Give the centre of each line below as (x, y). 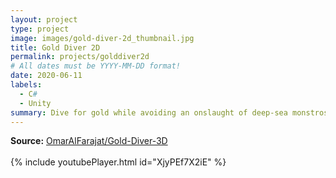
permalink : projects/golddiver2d (80, 57)
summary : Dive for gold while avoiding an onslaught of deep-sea (149, 112)
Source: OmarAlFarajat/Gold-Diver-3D (89, 141)
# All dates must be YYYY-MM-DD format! (96, 66)
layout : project (44, 19)
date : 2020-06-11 (46, 76)
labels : (26, 85)
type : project (40, 29)
